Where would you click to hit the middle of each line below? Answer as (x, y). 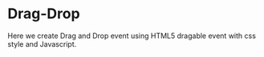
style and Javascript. (42, 44)
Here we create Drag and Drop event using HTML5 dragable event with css (132, 36)
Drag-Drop (44, 14)
